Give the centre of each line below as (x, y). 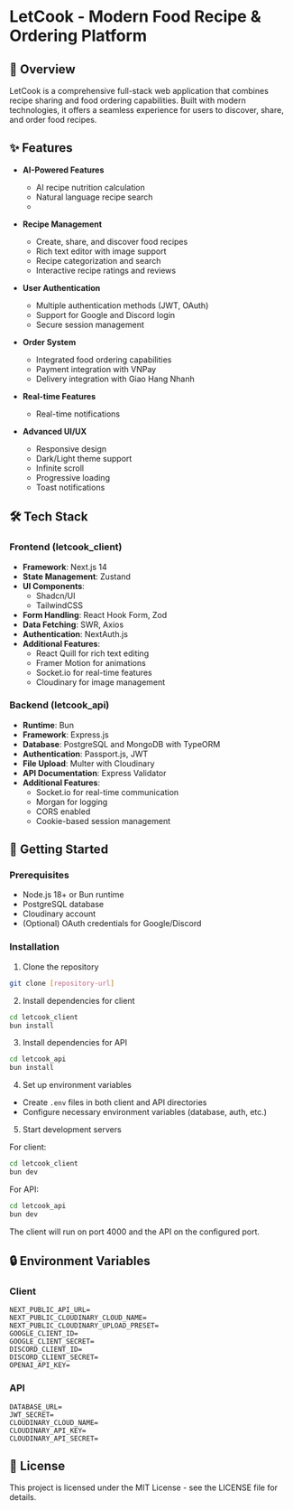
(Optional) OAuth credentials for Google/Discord (112, 924)
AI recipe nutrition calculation (91, 187)
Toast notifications (70, 487)
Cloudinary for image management (101, 682)
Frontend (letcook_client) (66, 547)
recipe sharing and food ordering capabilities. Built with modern (128, 100)
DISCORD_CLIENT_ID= (46, 1350)
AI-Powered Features (63, 170)
